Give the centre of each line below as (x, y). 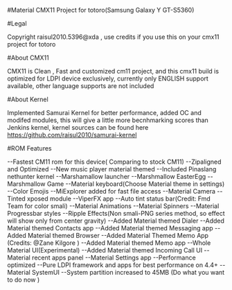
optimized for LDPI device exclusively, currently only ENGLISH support (108, 78)
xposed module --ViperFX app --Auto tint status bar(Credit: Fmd (119, 198)
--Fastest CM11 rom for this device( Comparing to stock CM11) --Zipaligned (114, 162)
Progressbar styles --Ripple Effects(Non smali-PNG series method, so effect (116, 213)
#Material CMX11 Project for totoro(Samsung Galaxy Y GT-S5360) (101, 10)
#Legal (17, 23)
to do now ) (24, 280)
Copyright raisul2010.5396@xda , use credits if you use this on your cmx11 (113, 37)
